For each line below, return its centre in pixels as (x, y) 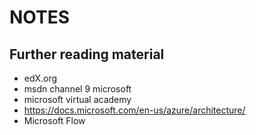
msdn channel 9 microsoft (77, 89)
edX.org (40, 78)
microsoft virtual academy (77, 99)
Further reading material (87, 54)
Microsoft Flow (54, 120)
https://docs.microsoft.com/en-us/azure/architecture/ (134, 110)
